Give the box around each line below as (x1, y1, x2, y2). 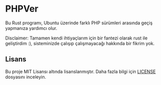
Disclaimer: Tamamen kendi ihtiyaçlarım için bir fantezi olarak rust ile (5, 35, 148, 41)
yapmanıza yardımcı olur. (5, 25, 58, 31)
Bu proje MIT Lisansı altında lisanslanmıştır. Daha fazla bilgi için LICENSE (5, 68, 156, 74)
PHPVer (5, 3, 39, 15)
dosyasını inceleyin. (5, 74, 46, 80)
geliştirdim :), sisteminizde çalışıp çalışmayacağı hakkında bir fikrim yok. (5, 40, 155, 46)
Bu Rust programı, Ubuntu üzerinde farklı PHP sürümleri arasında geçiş (5, 20, 153, 26)
